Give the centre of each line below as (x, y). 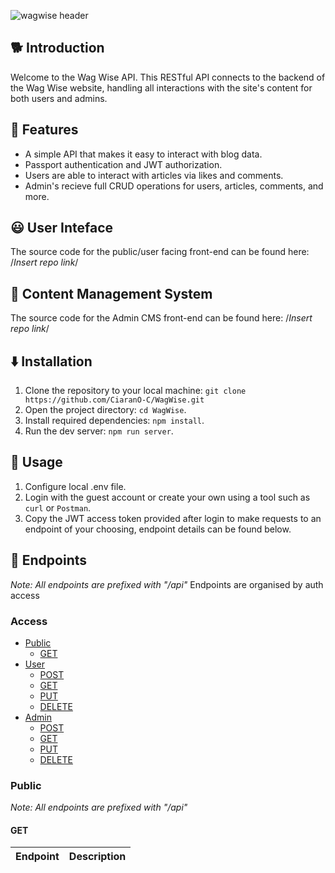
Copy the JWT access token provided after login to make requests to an (173, 518)
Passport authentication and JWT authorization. (123, 164)
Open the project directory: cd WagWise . (105, 410)
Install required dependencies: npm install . (114, 421)
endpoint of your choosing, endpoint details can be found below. (158, 529)
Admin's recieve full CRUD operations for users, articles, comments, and (174, 186)
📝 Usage (36, 462)
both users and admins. (59, 98)
